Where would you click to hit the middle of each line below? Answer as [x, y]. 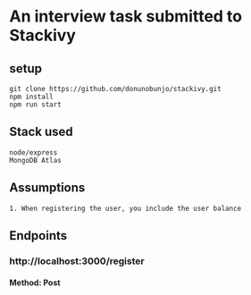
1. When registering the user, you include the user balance [125, 208]
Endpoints [38, 236]
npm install [31, 97]
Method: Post [35, 282]
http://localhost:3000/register [77, 261]
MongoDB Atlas [36, 160]
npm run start [36, 105]
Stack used [41, 132]
